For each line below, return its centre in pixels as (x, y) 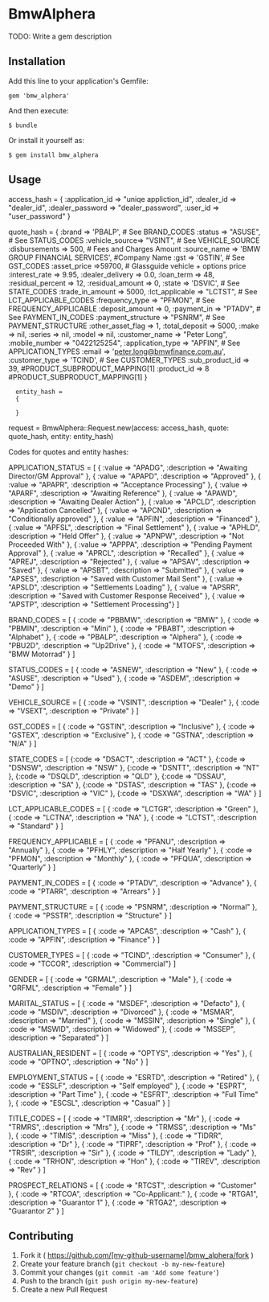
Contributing (41, 1236)
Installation (37, 62)
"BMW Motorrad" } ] (42, 654)
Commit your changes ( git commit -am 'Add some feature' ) (119, 1272)
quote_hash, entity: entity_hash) (61, 436)
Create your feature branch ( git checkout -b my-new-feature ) (122, 1264)
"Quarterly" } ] (32, 867)
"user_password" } (39, 216)
